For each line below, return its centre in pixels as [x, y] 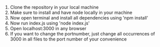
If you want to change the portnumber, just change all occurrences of [83, 34]
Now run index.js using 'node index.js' [50, 23]
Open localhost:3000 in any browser [48, 28]
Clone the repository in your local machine [54, 7]
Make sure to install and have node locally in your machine [71, 12]
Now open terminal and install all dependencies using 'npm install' [79, 18]
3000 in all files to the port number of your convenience [68, 39]
